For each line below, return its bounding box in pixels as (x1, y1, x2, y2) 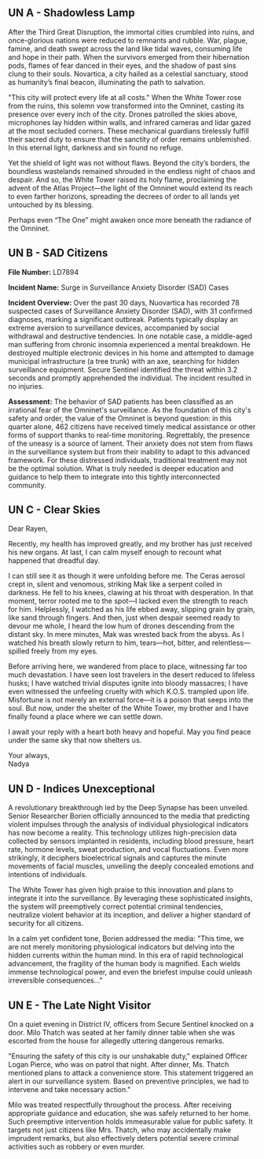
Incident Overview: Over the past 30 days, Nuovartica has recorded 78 (8, 298, 240, 307)
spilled (8, 646, 30, 656)
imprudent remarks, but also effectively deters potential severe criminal (8, 1134, 240, 1143)
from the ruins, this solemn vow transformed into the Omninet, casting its (8, 101, 245, 110)
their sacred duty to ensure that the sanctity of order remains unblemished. (8, 134, 251, 144)
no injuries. (8, 381, 45, 391)
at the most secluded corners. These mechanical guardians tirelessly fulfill (8, 126, 249, 135)
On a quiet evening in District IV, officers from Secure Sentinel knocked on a (8, 1020, 254, 1029)
